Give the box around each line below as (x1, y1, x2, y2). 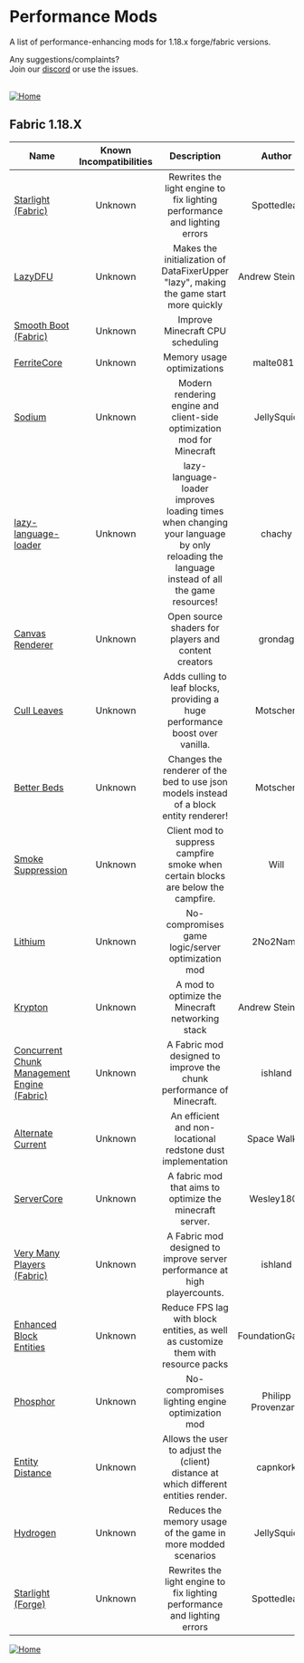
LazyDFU (14, 270, 53, 283)
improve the (169, 1060, 221, 1073)
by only (179, 538, 211, 551)
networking (170, 1012, 220, 1025)
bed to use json (162, 775, 228, 788)
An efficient (170, 1109, 220, 1122)
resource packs (161, 1358, 229, 1370)
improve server (162, 1252, 228, 1265)
